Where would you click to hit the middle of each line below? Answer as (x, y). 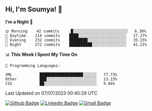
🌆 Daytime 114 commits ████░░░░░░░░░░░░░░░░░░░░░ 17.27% (76, 36)
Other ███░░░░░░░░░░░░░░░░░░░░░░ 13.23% (61, 79)
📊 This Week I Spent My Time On (41, 54)
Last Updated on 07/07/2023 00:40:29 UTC (52, 93)
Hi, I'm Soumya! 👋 (34, 9)
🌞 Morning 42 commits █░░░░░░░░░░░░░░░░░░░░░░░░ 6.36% (76, 31)
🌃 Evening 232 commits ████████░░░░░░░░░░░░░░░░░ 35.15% (76, 40)
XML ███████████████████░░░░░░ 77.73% (61, 75)
